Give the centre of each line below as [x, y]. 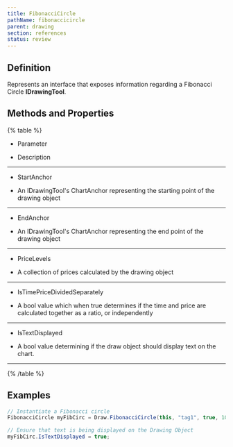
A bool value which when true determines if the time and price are [112, 305]
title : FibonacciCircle [42, 14]
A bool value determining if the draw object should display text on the [116, 346]
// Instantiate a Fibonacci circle [59, 411]
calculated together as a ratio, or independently [85, 312]
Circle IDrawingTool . [37, 92]
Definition [29, 68]
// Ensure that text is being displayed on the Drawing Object [101, 430]
